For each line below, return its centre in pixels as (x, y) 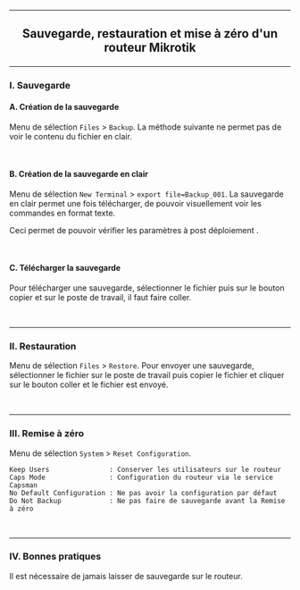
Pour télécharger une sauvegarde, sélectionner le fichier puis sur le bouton (147, 288)
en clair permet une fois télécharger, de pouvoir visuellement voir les (135, 203)
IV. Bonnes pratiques (55, 557)
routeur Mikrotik (150, 48)
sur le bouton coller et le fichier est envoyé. (89, 384)
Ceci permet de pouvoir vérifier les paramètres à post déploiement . (134, 230)
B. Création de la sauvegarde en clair (79, 174)
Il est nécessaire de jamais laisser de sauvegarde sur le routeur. (126, 576)
